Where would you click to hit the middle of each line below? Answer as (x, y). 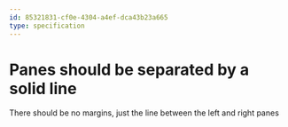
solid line (43, 88)
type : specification (47, 26)
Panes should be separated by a (129, 70)
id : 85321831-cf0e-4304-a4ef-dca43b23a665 (89, 17)
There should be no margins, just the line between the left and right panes (144, 113)
